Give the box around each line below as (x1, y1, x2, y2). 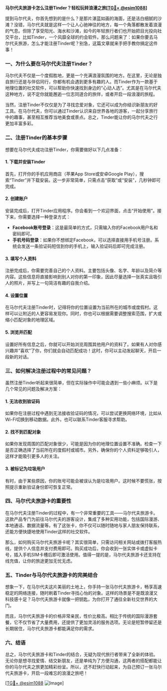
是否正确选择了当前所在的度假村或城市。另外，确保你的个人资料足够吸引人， (5, 447, 162, 453)
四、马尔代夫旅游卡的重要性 (5, 498, 72, 505)
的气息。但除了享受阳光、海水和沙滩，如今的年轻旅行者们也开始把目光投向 (5, 28, 158, 34)
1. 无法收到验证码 (5, 398, 40, 404)
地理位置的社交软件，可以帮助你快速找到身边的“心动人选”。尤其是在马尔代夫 (5, 85, 162, 91)
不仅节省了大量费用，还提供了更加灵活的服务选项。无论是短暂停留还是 (18, 619, 162, 625)
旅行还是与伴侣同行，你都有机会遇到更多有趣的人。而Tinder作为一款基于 (9, 79, 158, 85)
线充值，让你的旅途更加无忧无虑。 (5, 558, 75, 564)
